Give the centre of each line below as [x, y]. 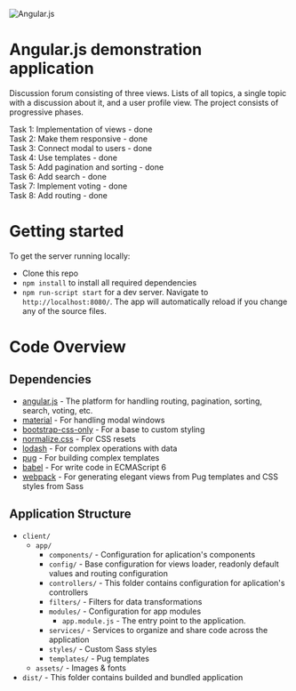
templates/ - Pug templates [99, 658]
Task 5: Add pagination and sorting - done [87, 167]
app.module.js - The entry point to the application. [154, 620]
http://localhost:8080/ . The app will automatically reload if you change [155, 301]
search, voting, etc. [57, 410]
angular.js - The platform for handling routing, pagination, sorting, [142, 401]
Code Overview [68, 347]
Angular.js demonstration [106, 50]
